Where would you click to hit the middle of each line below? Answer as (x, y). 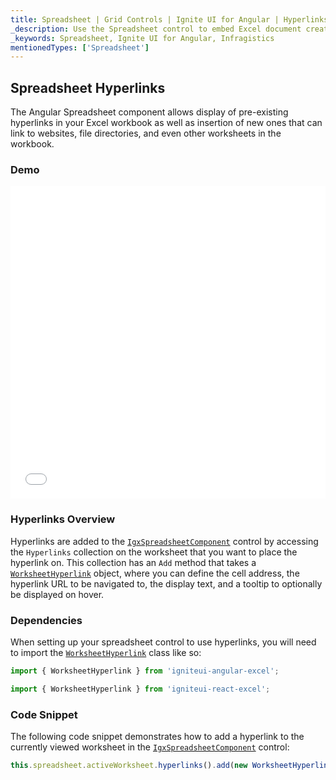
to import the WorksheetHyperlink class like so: (106, 652)
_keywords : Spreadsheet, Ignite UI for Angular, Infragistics (142, 38)
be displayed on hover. (57, 594)
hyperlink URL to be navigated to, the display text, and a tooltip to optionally (166, 583)
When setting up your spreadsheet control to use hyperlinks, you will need (163, 642)
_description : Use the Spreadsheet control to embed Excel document (156, 29)
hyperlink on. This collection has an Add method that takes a (133, 562)
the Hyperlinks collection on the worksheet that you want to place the (154, 552)
